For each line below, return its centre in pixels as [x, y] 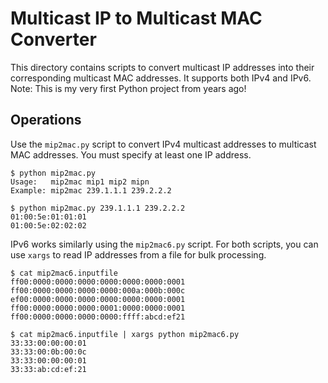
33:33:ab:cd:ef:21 [48, 369]
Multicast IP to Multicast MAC [136, 18]
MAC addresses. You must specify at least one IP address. [131, 154]
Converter [53, 39]
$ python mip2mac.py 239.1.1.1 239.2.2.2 [98, 208]
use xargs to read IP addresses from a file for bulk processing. [138, 254]
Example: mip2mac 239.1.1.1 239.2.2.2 [91, 190]
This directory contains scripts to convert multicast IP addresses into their [162, 67]
